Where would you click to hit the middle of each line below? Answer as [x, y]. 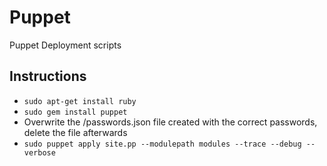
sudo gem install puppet [75, 112]
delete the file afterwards [75, 132]
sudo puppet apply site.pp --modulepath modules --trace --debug [162, 144]
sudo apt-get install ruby [80, 101]
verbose [39, 152]
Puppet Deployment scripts [65, 45]
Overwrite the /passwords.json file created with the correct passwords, [170, 122]
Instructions [48, 76]
